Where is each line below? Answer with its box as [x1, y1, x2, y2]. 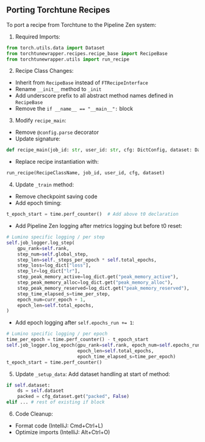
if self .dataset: [6, 382, 51, 388]
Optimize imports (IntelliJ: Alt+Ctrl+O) [15, 429, 110, 436]
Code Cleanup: [15, 410, 54, 418]
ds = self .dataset [17, 388, 64, 394]
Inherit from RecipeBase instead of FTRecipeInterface [15, 79, 148, 86]
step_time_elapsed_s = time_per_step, [17, 290, 111, 297]
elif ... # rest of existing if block [6, 399, 105, 405]
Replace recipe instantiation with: [15, 158, 99, 166]
